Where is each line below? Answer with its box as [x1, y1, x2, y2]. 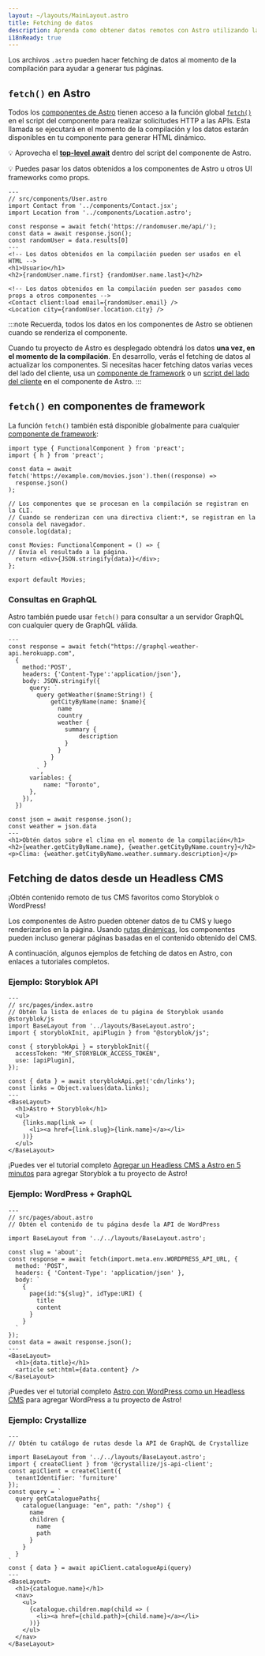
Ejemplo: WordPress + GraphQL [8, 1189, 132, 1200]
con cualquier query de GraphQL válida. [8, 621, 138, 630]
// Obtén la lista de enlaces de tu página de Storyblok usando [8, 1009, 224, 1017]
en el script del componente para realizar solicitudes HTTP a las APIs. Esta [8, 116, 251, 126]
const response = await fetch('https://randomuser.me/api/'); [8, 223, 217, 231]
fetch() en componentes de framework [8, 400, 206, 413]
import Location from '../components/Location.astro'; [8, 209, 192, 217]
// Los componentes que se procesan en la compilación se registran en [8, 500, 248, 507]
